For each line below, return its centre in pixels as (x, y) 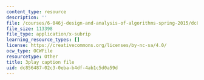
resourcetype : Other (32, 57)
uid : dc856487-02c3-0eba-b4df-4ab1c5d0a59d (62, 68)
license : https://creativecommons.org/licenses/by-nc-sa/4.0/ (87, 46)
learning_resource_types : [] (43, 40)
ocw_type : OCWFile (29, 51)
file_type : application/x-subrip (49, 34)
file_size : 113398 (29, 29)
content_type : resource (36, 12)
